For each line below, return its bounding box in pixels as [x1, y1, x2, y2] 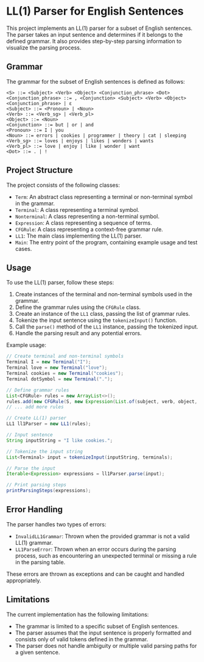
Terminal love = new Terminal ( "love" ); [6, 365, 108, 371]
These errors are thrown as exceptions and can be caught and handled [6, 570, 185, 578]
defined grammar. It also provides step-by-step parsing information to [6, 37, 182, 45]
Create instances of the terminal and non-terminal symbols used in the [15, 291, 193, 298]
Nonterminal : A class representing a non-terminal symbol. [15, 213, 160, 220]
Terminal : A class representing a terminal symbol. [15, 206, 140, 213]
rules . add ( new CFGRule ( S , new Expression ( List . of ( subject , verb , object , [6, 398, 198, 404]
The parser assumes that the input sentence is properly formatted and [15, 629, 192, 636]
